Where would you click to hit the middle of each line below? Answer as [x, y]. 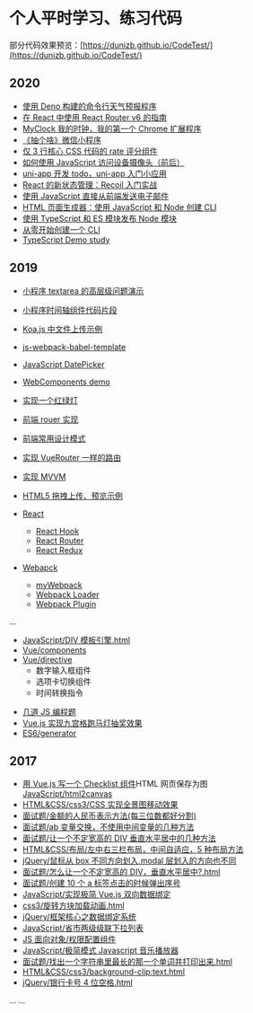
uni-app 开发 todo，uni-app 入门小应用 [95, 173]
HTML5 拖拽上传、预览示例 [73, 496]
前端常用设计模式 [54, 438]
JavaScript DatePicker [63, 364]
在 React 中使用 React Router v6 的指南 [95, 117]
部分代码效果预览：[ [46, 45]
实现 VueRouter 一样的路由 [72, 457]
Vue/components [54, 650]
